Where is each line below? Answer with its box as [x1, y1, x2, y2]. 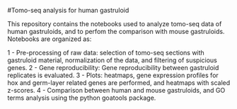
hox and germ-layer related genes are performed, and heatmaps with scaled [7, 79, 231, 87]
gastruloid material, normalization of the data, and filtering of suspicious [7, 56, 218, 64]
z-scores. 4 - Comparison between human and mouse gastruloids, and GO [7, 86, 226, 94]
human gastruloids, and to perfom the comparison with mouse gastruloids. [7, 28, 225, 35]
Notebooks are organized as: [7, 35, 92, 43]
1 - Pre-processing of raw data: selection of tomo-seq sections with [7, 49, 205, 57]
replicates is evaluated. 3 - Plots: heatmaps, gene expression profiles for [7, 71, 219, 79]
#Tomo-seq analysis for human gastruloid [7, 6, 129, 14]
